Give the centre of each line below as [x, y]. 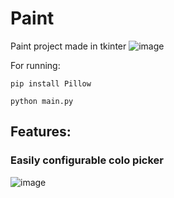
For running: [35, 65]
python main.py [42, 101]
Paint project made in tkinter [68, 46]
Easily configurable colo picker [87, 160]
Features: [41, 132]
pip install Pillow [51, 83]
